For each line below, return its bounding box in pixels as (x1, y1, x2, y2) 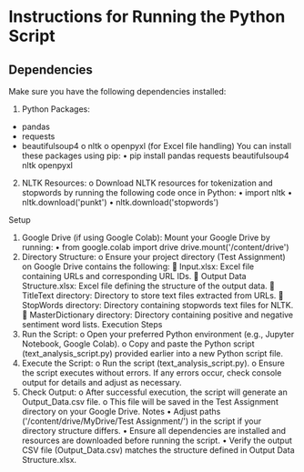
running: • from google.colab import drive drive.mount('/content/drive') (21, 242, 289, 252)
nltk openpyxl (21, 160, 74, 170)
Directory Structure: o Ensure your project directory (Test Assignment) (21, 252, 286, 262)
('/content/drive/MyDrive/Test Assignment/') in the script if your (21, 416, 261, 427)
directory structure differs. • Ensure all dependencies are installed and (21, 426, 286, 436)
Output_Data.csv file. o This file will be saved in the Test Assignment (21, 397, 279, 407)
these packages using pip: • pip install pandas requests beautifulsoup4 (21, 150, 289, 161)
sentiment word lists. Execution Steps (21, 319, 163, 329)
